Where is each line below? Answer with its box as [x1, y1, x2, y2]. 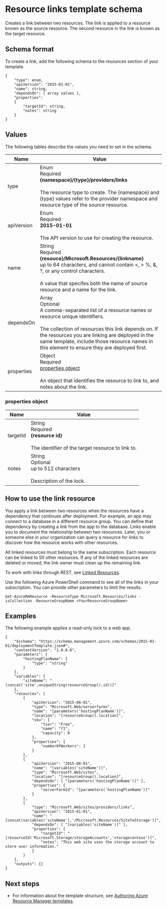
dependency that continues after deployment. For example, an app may [5, 513, 152, 519]
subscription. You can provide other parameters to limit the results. [5, 584, 142, 590]
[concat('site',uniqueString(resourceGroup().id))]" [5, 683, 117, 688]
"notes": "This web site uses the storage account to [40, 840, 155, 845]
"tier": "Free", [40, 722, 75, 727]
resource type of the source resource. [39, 201, 128, 208]
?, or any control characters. [39, 267, 105, 274]
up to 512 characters [30, 465, 81, 472]
